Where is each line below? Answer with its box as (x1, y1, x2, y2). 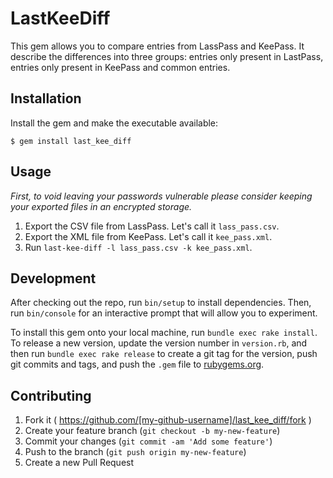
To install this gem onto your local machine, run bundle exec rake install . (10, 327, 318, 339)
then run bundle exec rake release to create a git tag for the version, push (10, 348, 318, 360)
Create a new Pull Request (24, 457, 135, 469)
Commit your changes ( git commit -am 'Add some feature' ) (24, 435, 273, 447)
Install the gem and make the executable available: (10, 117, 219, 129)
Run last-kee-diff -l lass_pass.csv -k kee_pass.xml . (24, 241, 253, 253)
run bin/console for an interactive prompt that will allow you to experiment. (10, 307, 318, 319)
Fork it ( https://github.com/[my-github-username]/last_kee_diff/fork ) (24, 414, 312, 426)
